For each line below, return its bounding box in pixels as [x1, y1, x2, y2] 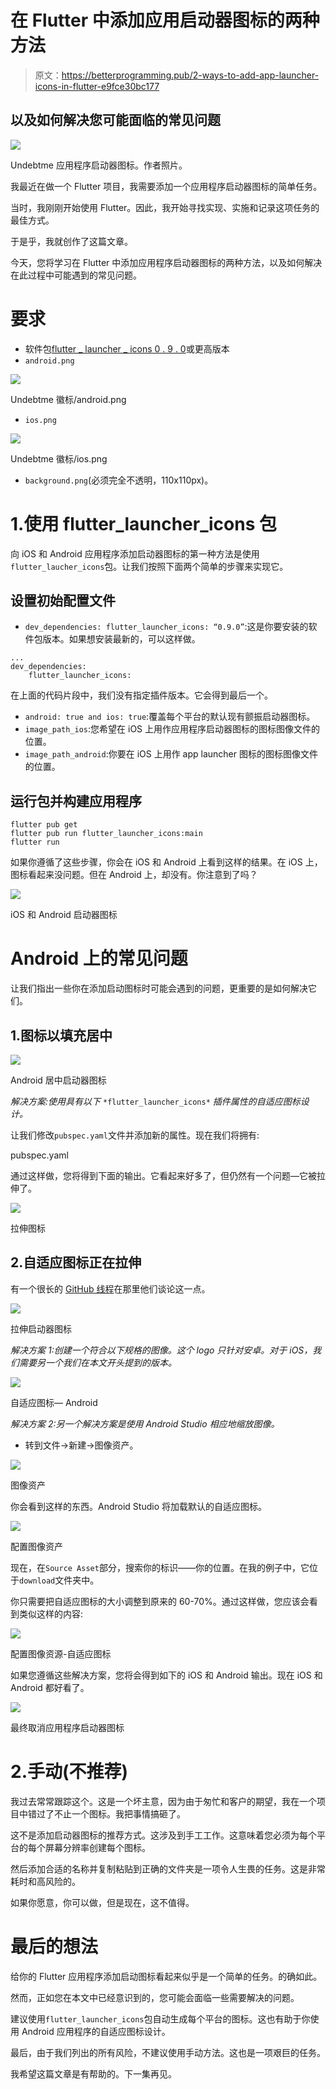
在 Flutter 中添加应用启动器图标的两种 [10, 9, 320, 32]
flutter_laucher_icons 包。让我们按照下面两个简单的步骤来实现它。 [10, 560, 289, 572]
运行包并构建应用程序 [10, 792, 142, 810]
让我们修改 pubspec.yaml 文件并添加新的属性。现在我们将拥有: [10, 1129, 260, 1141]
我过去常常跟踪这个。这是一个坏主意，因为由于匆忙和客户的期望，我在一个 [10, 1795, 317, 1807]
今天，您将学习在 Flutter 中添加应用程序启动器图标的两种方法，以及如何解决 [10, 256, 323, 268]
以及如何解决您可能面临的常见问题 [10, 112, 221, 129]
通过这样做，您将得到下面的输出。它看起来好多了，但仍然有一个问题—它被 [10, 1170, 317, 1181]
